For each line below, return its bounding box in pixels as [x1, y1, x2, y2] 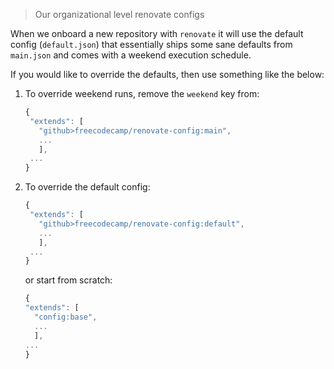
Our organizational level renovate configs [34, 9, 205, 20]
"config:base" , [34, 312, 98, 322]
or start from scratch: [24, 274, 113, 286]
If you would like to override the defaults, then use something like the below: [10, 69, 325, 80]
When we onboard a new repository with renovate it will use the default [10, 28, 304, 39]
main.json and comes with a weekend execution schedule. [10, 49, 252, 61]
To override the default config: [24, 181, 151, 193]
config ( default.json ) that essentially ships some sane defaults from [10, 39, 293, 50]
